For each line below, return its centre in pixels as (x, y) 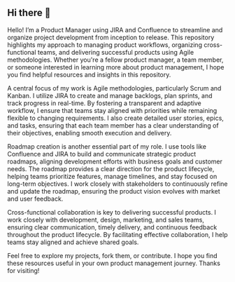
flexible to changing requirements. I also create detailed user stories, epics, (115, 118)
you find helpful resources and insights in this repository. (89, 74)
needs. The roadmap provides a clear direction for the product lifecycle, (111, 168)
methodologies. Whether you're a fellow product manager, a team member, (115, 60)
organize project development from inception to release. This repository (111, 37)
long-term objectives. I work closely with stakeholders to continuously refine (117, 184)
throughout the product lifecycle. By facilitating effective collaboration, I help (117, 234)
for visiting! (23, 270)
